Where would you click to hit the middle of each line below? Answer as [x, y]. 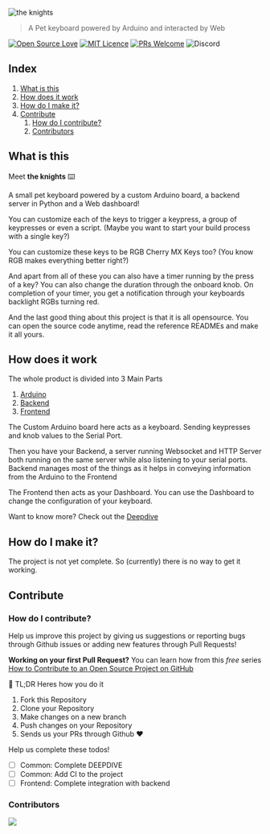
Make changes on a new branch [73, 716]
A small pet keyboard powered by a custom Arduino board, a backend [124, 195]
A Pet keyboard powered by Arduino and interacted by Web [127, 28]
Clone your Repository [57, 708]
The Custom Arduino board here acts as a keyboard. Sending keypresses [129, 427]
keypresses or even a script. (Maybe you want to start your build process [129, 227]
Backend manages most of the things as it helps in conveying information [130, 469]
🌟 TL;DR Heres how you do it [56, 683]
